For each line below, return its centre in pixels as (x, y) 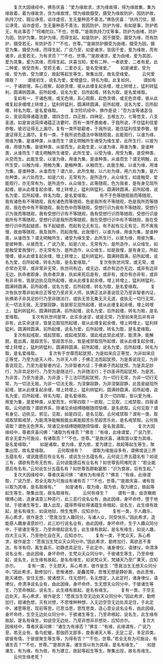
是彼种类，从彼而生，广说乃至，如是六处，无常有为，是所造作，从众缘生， (79, 244)
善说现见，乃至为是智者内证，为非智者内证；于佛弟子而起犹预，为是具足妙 (79, 365)
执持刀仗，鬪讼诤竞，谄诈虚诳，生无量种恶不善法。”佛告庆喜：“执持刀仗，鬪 (80, 19)
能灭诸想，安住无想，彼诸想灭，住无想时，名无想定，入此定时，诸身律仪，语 (81, 578)
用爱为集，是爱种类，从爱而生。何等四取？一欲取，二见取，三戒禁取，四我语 (81, 402)
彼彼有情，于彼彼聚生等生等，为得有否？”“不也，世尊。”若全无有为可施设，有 (81, 638)
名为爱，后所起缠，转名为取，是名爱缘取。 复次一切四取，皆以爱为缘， (80, 396)
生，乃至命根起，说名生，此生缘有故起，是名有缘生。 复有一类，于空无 (80, 590)
